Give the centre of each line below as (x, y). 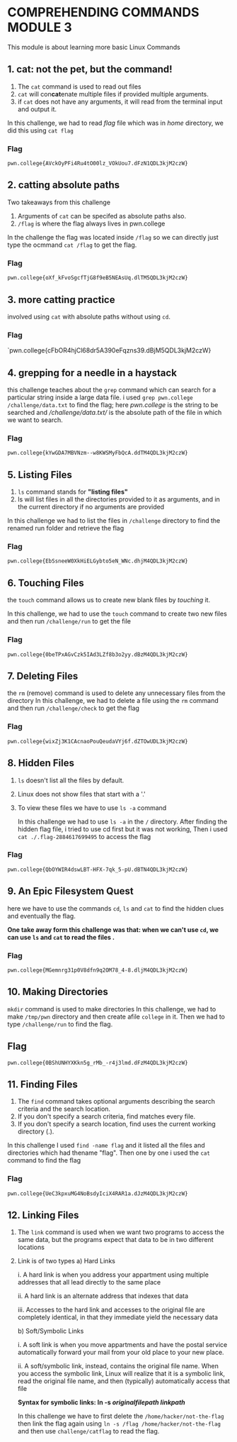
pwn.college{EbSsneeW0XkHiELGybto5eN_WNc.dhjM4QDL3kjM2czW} (98, 561)
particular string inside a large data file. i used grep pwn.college (100, 397)
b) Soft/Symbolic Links (51, 1331)
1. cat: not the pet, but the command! (90, 69)
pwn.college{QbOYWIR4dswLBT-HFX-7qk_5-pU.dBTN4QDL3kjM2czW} (98, 870)
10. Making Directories (58, 992)
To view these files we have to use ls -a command (92, 808)
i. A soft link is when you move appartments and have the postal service (122, 1345)
